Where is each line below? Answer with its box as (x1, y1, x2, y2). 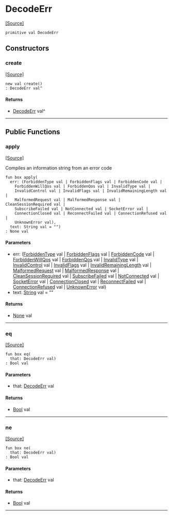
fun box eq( (5, 352, 31, 357)
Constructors (5, 44, 49, 53)
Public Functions (5, 128, 60, 136)
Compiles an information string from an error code (5, 165, 112, 171)
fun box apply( (5, 174, 38, 180)
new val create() (5, 81, 43, 86)
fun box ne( (5, 446, 31, 451)
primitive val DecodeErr (5, 30, 59, 35)
